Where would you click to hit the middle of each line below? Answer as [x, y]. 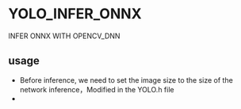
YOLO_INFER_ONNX [75, 14]
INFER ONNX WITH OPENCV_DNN [64, 36]
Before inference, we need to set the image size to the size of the [126, 80]
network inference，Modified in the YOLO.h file [97, 89]
